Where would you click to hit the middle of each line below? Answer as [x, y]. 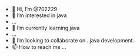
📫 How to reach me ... [39, 47]
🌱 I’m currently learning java [46, 28]
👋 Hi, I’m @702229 [34, 9]
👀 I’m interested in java [39, 15]
